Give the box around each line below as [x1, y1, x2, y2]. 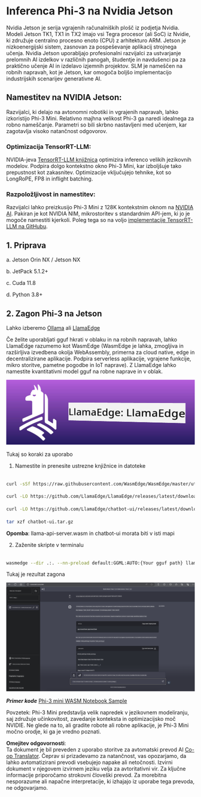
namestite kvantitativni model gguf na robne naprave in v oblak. [6, 368, 163, 375]
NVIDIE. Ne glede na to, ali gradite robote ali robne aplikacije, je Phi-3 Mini [6, 721, 189, 729]
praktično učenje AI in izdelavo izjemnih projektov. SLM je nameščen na [6, 62, 183, 70]
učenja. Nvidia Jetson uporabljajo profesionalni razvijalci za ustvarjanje [6, 49, 181, 56]
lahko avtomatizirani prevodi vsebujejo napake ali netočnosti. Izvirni [6, 759, 173, 766]
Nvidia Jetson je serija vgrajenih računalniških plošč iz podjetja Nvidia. [6, 24, 179, 31]
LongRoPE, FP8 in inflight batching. [6, 175, 93, 182]
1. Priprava [6, 240, 47, 250]
